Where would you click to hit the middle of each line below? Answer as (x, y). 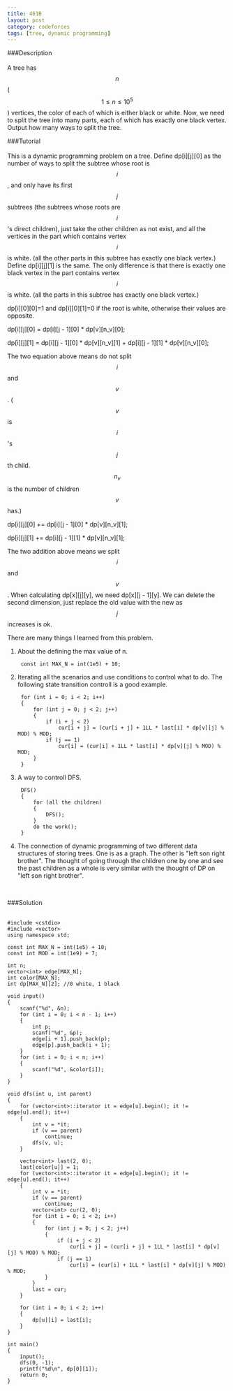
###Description (30, 53)
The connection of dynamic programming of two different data (107, 846)
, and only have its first (40, 185)
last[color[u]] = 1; (50, 1167)
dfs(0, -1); (37, 1362)
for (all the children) (68, 802)
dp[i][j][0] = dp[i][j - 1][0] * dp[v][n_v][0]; (66, 329)
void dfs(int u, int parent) (50, 1094)
